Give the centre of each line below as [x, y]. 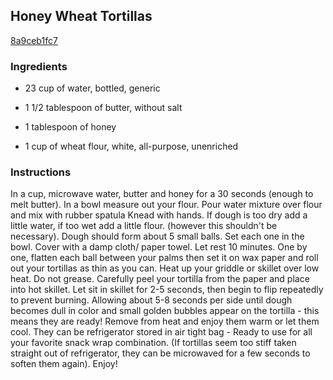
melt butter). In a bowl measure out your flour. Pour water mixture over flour [166, 205]
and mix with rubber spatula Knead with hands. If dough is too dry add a [159, 215]
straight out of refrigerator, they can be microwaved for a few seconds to [160, 353]
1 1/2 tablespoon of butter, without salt [103, 108]
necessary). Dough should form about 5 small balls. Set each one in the [157, 236]
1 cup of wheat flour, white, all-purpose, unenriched [131, 146]
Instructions [41, 172]
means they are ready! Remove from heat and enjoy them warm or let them [165, 321]
